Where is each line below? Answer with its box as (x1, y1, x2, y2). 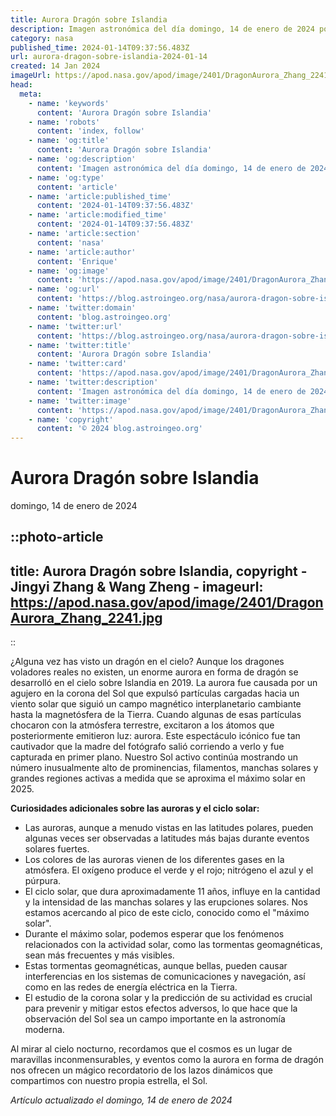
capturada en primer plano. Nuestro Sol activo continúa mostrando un (10, 751, 299, 763)
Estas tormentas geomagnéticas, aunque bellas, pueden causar (24, 960, 288, 972)
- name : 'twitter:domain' (28, 303, 137, 313)
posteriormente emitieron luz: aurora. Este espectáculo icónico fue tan (10, 730, 301, 742)
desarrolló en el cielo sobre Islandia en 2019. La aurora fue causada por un (10, 677, 318, 689)
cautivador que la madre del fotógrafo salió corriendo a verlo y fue (10, 741, 285, 753)
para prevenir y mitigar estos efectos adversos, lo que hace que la (24, 1002, 298, 1015)
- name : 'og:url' (28, 284, 101, 295)
